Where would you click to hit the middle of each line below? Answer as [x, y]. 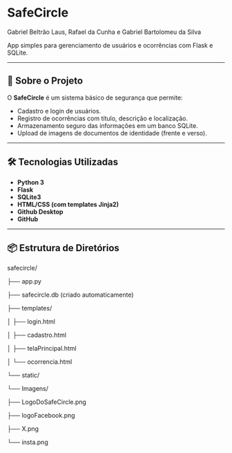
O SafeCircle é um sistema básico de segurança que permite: [95, 98]
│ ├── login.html [31, 322]
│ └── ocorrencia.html [40, 362]
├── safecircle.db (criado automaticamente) [70, 295]
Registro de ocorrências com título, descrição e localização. [103, 118]
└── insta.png [28, 442]
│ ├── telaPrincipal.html [42, 349]
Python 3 [31, 182]
